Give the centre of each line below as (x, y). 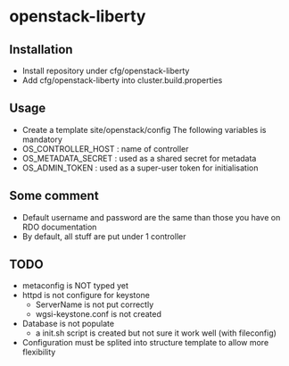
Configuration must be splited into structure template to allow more (145, 343)
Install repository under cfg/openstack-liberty (106, 71)
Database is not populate (68, 324)
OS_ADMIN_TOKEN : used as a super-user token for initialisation (140, 168)
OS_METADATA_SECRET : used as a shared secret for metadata (139, 158)
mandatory (42, 139)
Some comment (54, 196)
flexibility (39, 352)
